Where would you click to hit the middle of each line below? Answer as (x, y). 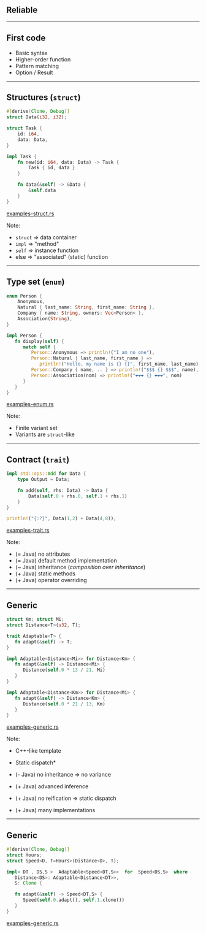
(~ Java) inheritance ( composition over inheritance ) (80, 567)
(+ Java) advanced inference (52, 786)
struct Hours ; (25, 855)
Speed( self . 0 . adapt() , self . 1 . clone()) (73, 900)
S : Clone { (29, 883)
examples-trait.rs (28, 531)
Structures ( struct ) (44, 98)
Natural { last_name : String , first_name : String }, (86, 307)
